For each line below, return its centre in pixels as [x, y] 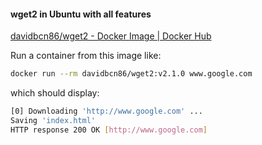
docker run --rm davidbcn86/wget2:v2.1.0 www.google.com [131, 74]
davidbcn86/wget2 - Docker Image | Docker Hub [111, 36]
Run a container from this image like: [86, 56]
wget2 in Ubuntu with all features [81, 14]
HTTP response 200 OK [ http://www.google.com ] [109, 130]
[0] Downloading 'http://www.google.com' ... [106, 111]
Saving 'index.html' [53, 120]
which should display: [55, 93]
